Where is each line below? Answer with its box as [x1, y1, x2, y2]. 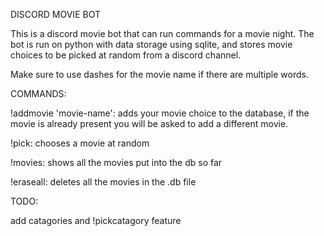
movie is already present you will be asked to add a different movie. [10, 118, 289, 129]
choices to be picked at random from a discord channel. [10, 49, 242, 61]
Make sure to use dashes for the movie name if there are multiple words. [10, 69, 309, 80]
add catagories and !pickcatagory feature [10, 215, 182, 226]
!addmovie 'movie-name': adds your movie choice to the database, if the [10, 107, 310, 119]
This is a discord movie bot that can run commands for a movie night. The [10, 28, 315, 39]
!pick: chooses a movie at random [10, 137, 150, 149]
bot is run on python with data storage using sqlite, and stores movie [10, 39, 293, 50]
